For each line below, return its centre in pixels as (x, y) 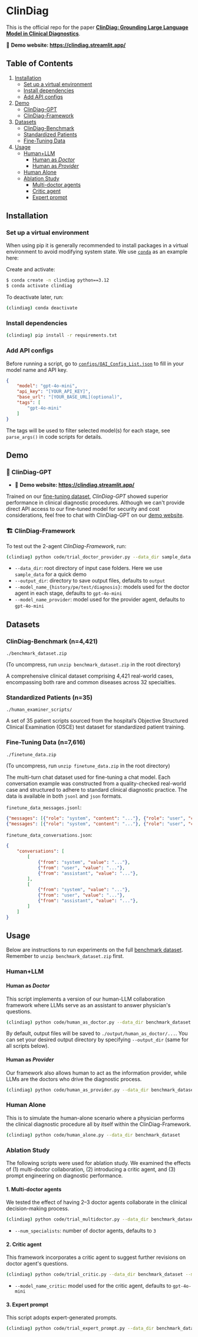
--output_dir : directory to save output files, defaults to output (90, 581)
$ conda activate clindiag (39, 286)
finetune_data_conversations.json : (49, 835)
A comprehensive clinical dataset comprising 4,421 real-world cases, (90, 676)
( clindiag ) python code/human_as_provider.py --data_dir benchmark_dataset (101, 1090)
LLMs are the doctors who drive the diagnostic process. (74, 1079)
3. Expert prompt (27, 1304)
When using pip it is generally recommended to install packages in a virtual (97, 245)
